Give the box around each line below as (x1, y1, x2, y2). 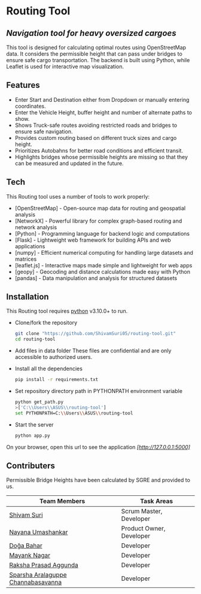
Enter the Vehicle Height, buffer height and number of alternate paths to (14, 109, 193, 116)
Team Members (39, 497, 86, 505)
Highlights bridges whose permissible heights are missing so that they (14, 153, 188, 160)
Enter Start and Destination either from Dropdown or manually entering (14, 96, 190, 103)
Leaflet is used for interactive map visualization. (6, 63, 124, 70)
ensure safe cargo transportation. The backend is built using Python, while (6, 57, 190, 63)
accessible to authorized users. (14, 354, 93, 361)
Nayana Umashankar (9, 528, 68, 537)
